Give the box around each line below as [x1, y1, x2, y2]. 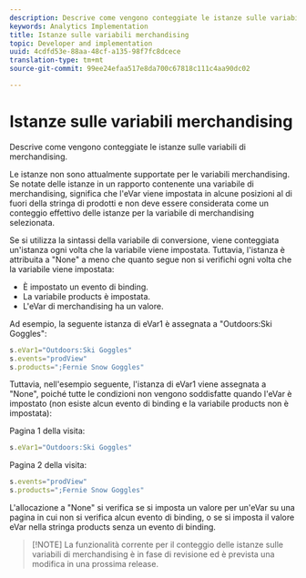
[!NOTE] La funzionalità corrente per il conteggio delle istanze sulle [31, 539, 284, 551]
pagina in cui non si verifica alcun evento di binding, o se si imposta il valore [9, 512, 295, 523]
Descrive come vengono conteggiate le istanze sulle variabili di [9, 141, 246, 152]
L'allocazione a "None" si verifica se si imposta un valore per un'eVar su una [9, 502, 296, 513]
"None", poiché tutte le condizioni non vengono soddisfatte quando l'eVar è [9, 389, 293, 400]
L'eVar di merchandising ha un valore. [22, 300, 164, 311]
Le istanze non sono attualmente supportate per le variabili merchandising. [9, 168, 290, 179]
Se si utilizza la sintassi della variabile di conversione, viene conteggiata [9, 234, 280, 246]
